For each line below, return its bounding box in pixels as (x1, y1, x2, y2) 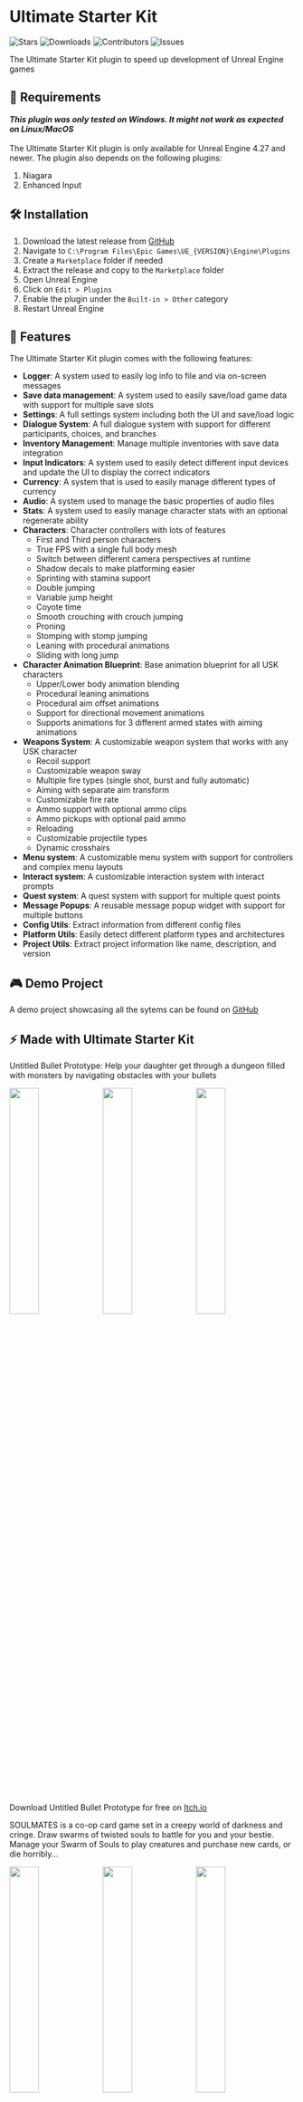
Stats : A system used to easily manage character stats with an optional (22, 506, 288, 516)
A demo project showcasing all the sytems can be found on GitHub (9, 1004, 260, 1016)
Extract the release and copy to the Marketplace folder (22, 265, 224, 275)
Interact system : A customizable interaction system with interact (22, 872, 265, 882)
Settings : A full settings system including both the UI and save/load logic (22, 410, 295, 420)
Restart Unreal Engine (22, 303, 104, 313)
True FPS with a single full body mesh (35, 544, 177, 554)
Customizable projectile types (35, 833, 147, 844)
